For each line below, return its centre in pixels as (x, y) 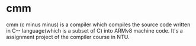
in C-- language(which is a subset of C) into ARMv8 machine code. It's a (95, 30)
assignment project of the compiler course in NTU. (68, 37)
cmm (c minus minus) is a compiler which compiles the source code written (98, 24)
